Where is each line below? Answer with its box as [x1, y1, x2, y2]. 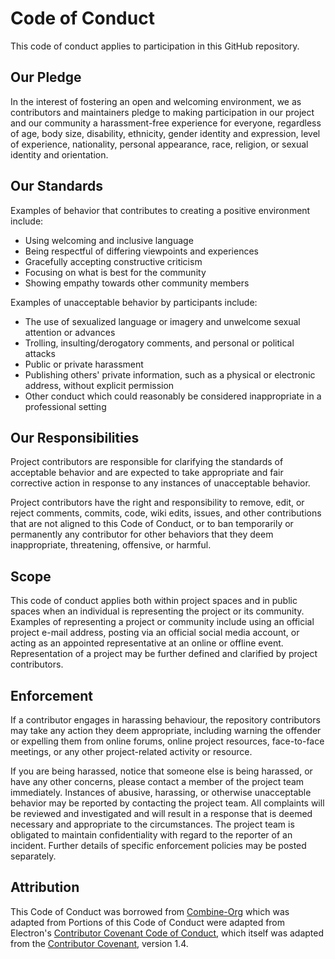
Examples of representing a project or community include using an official [10, 616, 315, 628]
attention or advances [24, 326, 116, 338]
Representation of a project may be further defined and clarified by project [10, 648, 318, 660]
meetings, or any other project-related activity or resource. [10, 746, 253, 757]
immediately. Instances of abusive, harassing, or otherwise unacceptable [10, 787, 312, 798]
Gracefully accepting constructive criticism [24, 255, 203, 267]
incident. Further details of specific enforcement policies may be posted [10, 840, 307, 851]
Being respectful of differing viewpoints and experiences [24, 245, 259, 257]
